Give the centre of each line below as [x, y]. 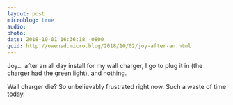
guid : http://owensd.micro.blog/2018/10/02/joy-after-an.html [99, 46]
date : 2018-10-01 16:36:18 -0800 [56, 40]
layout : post [26, 14]
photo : [17, 33]
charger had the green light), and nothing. [67, 73]
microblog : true [31, 20]
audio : [17, 26]
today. [16, 94]
